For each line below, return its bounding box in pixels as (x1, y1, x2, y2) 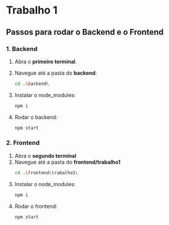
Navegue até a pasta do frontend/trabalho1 (14, 158, 121, 166)
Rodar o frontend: (14, 203, 58, 210)
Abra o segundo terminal (14, 152, 76, 159)
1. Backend (6, 45, 38, 53)
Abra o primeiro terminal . (14, 58, 77, 65)
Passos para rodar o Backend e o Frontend (6, 27, 164, 37)
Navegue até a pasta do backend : (14, 69, 97, 77)
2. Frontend (6, 139, 40, 147)
